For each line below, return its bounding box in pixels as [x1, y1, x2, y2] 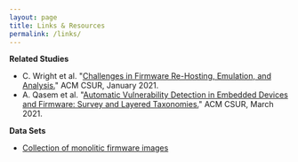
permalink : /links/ [9, 29, 82, 38]
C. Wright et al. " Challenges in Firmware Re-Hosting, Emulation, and [21, 71, 271, 81]
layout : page [9, 12, 58, 22]
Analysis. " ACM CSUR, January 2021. [21, 81, 159, 91]
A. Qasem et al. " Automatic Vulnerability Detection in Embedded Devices [21, 89, 289, 100]
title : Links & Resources [9, 21, 105, 30]
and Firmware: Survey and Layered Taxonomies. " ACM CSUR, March [21, 99, 274, 110]
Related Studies [9, 54, 69, 65]
